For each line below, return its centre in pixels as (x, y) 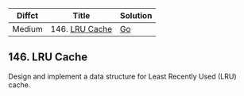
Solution (136, 15)
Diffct (27, 15)
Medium (27, 29)
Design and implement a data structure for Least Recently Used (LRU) (122, 76)
